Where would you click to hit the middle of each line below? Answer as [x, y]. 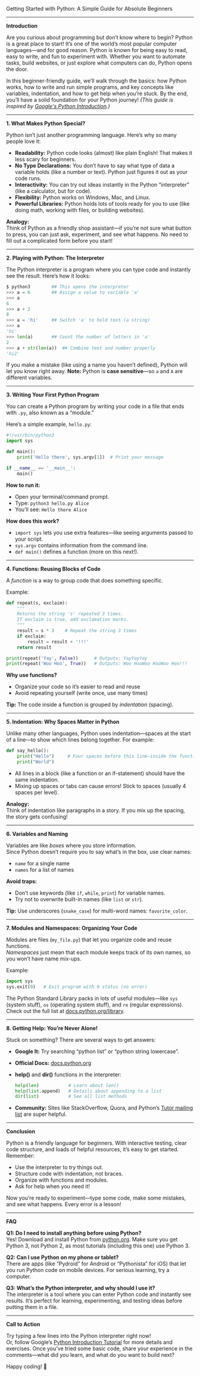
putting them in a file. [32, 1307]
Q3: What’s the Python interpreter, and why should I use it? [81, 1288]
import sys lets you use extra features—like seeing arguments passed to [104, 532]
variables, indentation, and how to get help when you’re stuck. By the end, [97, 93]
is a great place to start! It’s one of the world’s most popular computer [92, 44]
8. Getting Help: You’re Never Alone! [52, 1028]
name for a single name [42, 863]
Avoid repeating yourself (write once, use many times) [81, 693]
